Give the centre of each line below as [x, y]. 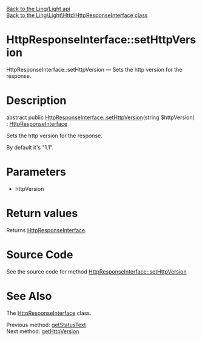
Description [36, 101]
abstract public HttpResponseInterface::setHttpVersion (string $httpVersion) [101, 117]
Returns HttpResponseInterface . [46, 230]
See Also [29, 296]
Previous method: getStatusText [46, 325]
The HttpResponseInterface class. [49, 313]
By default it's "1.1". [30, 147]
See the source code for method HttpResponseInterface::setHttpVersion [96, 271]
